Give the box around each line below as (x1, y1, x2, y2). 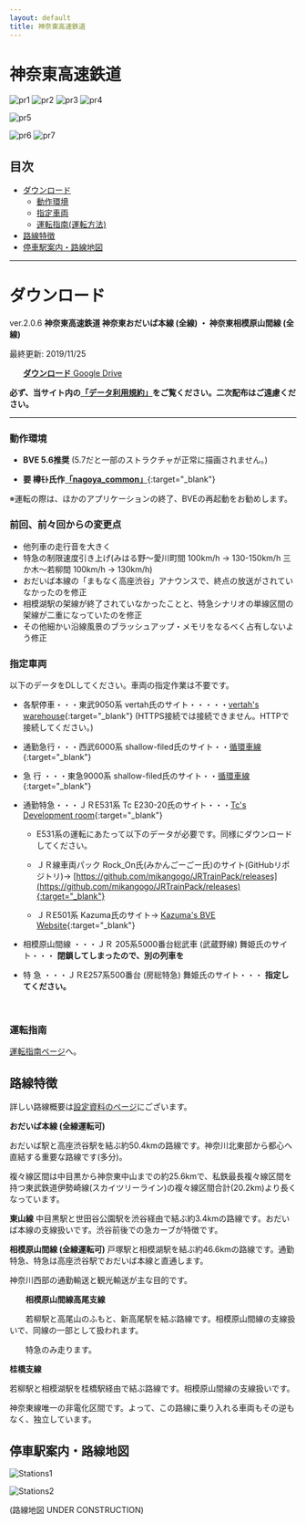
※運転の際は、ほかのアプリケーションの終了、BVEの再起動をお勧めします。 (9, 494, 293, 505)
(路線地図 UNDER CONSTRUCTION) (9, 1505, 144, 1515)
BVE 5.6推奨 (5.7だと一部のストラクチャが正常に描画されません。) (22, 454, 269, 465)
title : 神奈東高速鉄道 (9, 22, 87, 31)
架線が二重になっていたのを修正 (22, 609, 143, 621)
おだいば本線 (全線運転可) (9, 1121, 106, 1132)
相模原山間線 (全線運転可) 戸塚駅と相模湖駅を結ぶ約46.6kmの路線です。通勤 (9, 1244, 294, 1255)
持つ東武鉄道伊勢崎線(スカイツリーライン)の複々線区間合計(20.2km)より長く (9, 1183, 297, 1194)
